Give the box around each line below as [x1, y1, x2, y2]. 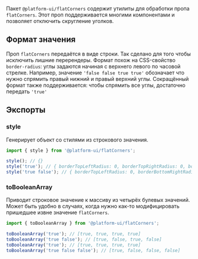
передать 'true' [6, 88, 48, 95]
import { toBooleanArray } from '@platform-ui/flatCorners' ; [6, 221, 160, 227]
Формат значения [6, 35, 76, 45]
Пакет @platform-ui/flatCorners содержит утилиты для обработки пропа [6, 5, 190, 12]
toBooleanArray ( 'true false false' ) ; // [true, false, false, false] [6, 247, 181, 253]
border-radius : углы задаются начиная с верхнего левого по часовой [6, 63, 181, 70]
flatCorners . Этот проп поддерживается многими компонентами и [6, 11, 175, 18]
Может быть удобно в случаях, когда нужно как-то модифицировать [6, 203, 180, 210]
